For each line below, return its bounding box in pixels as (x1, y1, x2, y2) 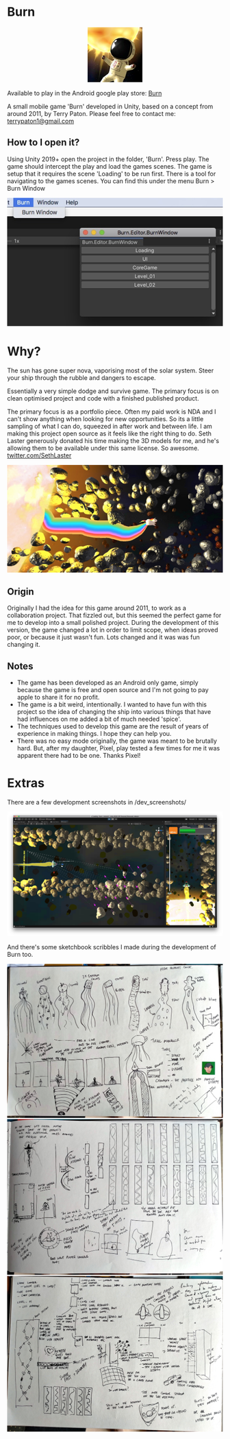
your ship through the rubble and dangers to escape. (7, 373, 156, 381)
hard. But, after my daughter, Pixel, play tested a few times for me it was (16, 744, 220, 752)
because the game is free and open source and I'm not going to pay (16, 686, 209, 694)
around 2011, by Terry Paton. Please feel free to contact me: (7, 109, 176, 117)
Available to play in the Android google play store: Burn (7, 88, 162, 97)
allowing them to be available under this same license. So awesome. (7, 444, 200, 452)
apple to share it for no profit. (16, 693, 100, 702)
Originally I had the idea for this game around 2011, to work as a (7, 604, 187, 613)
